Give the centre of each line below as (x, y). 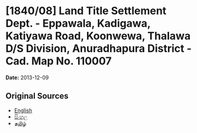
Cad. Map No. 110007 (59, 61)
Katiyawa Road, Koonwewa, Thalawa (98, 36)
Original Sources (37, 96)
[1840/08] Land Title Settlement (86, 11)
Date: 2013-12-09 (27, 77)
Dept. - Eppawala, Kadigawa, (78, 23)
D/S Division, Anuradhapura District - (98, 49)
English (23, 110)
